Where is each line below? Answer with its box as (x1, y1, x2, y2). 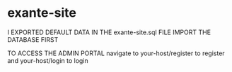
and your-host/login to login (7, 56, 88, 64)
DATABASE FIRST (7, 35, 59, 43)
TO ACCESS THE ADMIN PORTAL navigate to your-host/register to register (7, 49, 225, 57)
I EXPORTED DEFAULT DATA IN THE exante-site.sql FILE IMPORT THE (7, 28, 211, 36)
